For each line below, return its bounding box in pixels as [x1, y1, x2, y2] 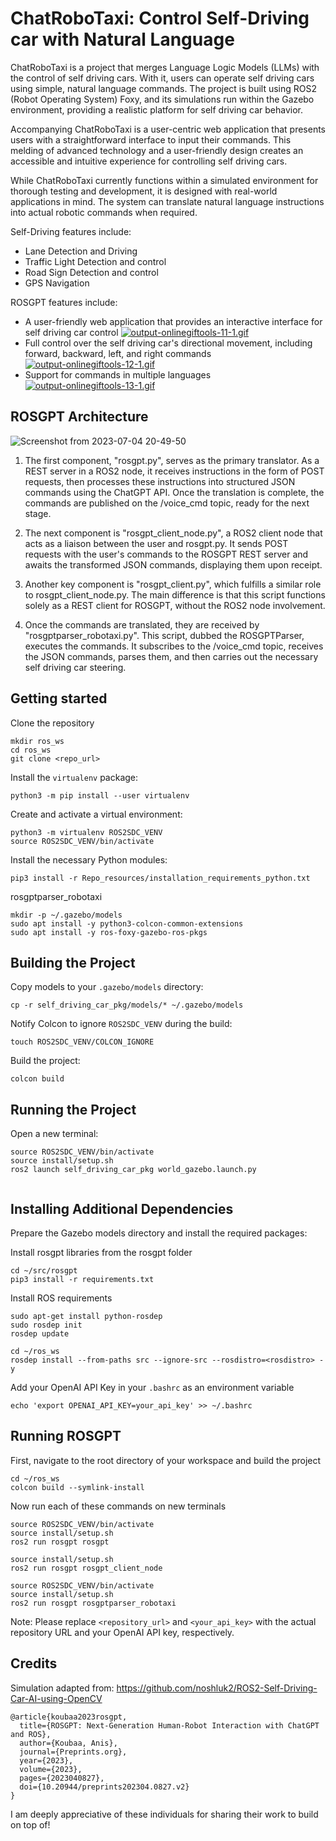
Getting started [10, 690, 108, 707]
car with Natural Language [10, 28, 235, 51]
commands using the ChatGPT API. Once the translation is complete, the [24, 486, 325, 498]
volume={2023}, [19, 1764, 83, 1774]
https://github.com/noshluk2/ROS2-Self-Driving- [116, 1682, 318, 1694]
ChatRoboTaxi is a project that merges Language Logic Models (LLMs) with [10, 61, 320, 73]
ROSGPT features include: [10, 296, 118, 308]
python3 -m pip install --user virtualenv [10, 790, 190, 801]
